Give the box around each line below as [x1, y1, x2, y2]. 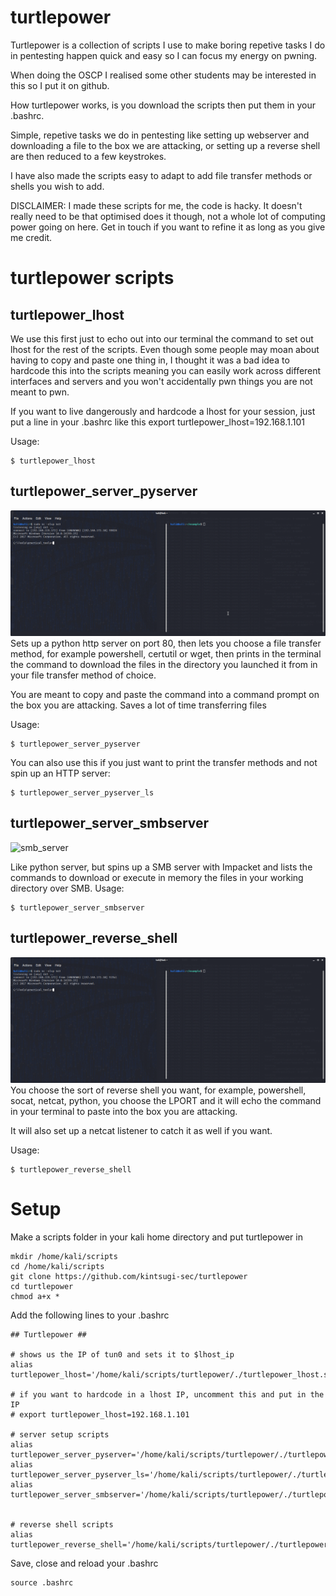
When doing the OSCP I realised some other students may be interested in [10, 69, 317, 81]
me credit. [10, 231, 53, 243]
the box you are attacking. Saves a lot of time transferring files [10, 699, 267, 711]
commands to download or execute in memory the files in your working [10, 871, 304, 883]
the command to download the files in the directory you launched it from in [10, 659, 318, 671]
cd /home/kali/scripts [10, 1261, 105, 1271]
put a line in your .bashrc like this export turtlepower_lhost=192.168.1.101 [10, 416, 305, 428]
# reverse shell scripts [10, 1519, 114, 1530]
